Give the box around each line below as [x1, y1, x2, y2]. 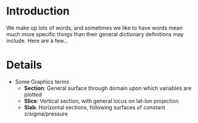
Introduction [6, 4, 70, 18]
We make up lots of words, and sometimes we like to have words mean [6, 24, 183, 31]
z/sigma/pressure [24, 110, 68, 117]
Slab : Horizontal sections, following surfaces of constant [24, 104, 165, 111]
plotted [24, 90, 42, 98]
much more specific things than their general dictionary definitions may [6, 30, 184, 37]
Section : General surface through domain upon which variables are [24, 84, 192, 92]
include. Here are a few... [6, 37, 68, 44]
